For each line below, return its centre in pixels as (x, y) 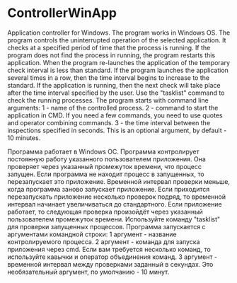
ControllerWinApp (62, 13)
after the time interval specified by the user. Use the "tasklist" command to (116, 93)
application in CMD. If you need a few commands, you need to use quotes (115, 115)
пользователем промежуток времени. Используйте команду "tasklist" (114, 219)
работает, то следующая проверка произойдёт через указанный (105, 212)
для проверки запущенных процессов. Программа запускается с (107, 226)
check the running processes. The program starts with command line (108, 100)
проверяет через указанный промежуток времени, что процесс (104, 166)
